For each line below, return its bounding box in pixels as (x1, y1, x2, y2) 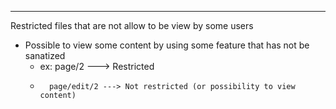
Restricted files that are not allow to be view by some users (10, 20, 254, 31)
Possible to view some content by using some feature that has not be (24, 39, 310, 51)
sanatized (24, 50, 66, 61)
